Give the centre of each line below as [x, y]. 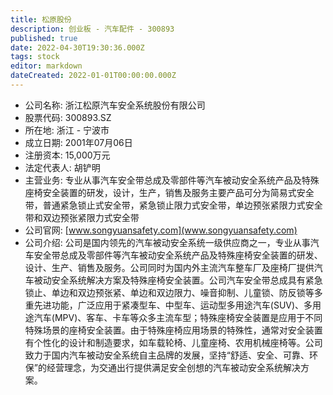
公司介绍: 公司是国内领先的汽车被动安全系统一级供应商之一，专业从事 [167, 242]
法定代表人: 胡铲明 [62, 167]
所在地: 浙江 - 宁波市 [67, 130]
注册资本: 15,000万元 [67, 155]
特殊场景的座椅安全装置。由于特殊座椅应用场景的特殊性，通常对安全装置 [173, 330]
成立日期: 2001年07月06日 [78, 142]
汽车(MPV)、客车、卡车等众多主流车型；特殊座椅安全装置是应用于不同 [178, 317]
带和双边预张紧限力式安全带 [82, 217]
